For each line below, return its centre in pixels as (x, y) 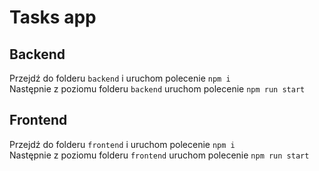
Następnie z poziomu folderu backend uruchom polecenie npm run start (157, 89)
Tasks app (53, 17)
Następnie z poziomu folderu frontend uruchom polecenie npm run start (159, 155)
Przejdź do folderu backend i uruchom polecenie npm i (120, 78)
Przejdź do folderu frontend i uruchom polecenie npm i (122, 144)
